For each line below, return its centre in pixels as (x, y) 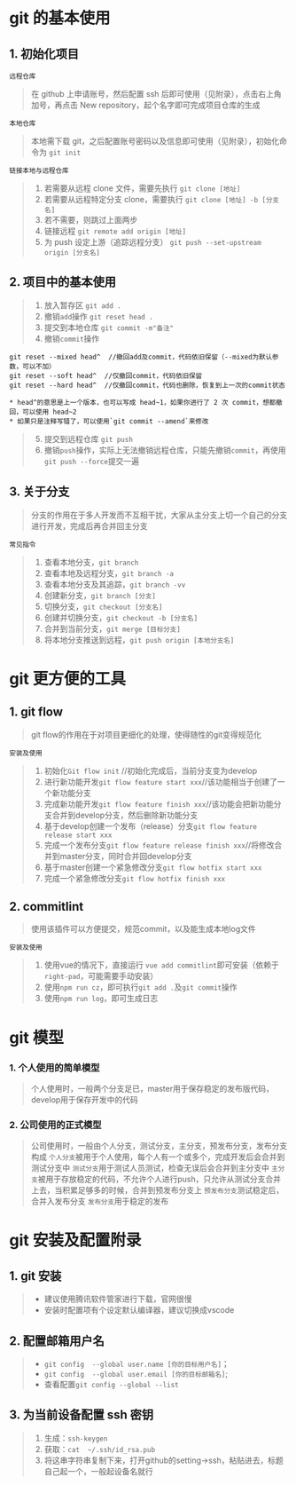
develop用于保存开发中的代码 (85, 1099)
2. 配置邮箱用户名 (57, 1341)
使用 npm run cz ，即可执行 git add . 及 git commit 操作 (140, 987)
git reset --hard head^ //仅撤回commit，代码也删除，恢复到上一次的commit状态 (147, 385)
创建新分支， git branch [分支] (100, 595)
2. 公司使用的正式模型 (55, 1125)
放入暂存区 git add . (82, 305)
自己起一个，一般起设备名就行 (98, 1471)
